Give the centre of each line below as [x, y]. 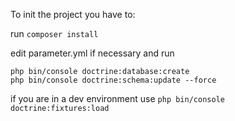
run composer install [54, 33]
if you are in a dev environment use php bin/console [117, 98]
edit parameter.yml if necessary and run [92, 53]
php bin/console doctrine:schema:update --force [113, 80]
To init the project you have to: [73, 14]
